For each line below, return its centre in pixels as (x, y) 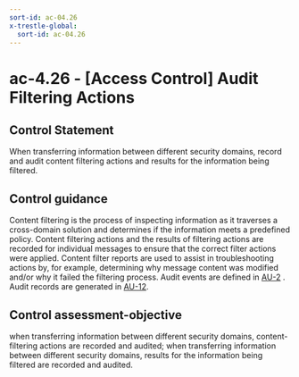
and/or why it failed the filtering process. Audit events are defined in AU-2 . (147, 277)
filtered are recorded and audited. (71, 364)
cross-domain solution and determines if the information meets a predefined (149, 230)
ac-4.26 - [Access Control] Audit (134, 78)
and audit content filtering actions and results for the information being (139, 161)
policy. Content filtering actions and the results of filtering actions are (137, 239)
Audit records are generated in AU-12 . (79, 287)
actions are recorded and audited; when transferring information (158, 346)
